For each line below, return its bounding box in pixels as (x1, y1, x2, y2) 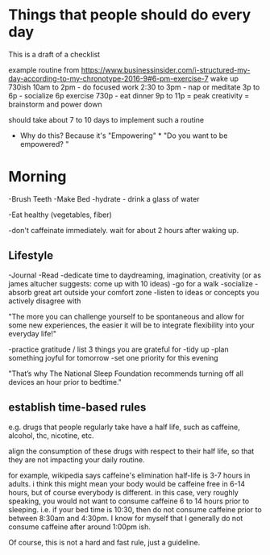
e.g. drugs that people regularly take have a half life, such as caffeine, (8, 422, 240, 432)
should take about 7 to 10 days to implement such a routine (8, 115, 204, 124)
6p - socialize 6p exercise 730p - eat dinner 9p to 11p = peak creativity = (8, 90, 250, 100)
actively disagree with (8, 296, 81, 306)
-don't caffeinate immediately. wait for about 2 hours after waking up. (8, 225, 239, 235)
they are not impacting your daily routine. (8, 454, 145, 465)
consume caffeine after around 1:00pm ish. (8, 522, 152, 532)
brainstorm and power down (8, 99, 102, 109)
